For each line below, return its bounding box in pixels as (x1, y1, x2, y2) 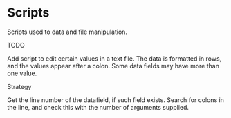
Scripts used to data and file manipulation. (7, 28, 128, 36)
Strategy (7, 82, 32, 90)
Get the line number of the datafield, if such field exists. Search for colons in (7, 95, 225, 104)
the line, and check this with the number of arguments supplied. (7, 103, 189, 111)
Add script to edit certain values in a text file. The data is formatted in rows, (7, 54, 222, 63)
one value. (7, 69, 37, 77)
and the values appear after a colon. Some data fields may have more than (7, 61, 220, 70)
